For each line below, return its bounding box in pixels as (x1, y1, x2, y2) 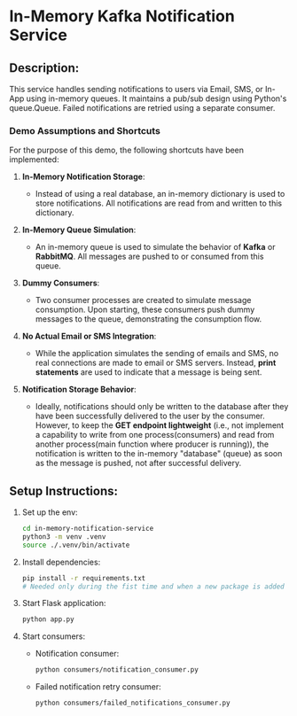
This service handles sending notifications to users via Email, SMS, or (9, 84, 263, 94)
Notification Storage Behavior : (21, 384, 137, 395)
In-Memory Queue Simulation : (21, 224, 137, 236)
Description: (9, 60, 80, 75)
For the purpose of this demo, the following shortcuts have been (9, 144, 245, 156)
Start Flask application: (21, 598, 106, 609)
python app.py (21, 615, 74, 624)
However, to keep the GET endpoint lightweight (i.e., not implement (35, 420, 285, 431)
